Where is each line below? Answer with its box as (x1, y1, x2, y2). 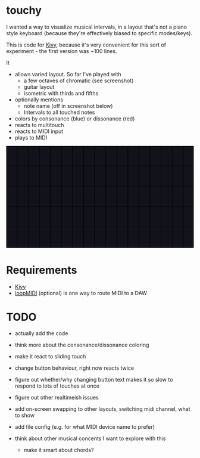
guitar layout (23, 83, 55, 90)
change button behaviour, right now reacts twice (14, 364, 135, 372)
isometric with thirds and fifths (23, 89, 99, 97)
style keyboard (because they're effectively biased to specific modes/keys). (6, 29, 192, 36)
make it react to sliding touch (14, 353, 86, 360)
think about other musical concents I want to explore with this (14, 435, 166, 442)
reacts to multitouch (14, 121, 64, 128)
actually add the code (14, 330, 68, 337)
